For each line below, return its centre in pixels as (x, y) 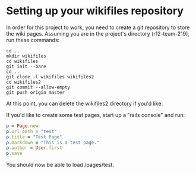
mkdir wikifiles (26, 56)
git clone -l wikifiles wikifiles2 (50, 77)
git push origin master (36, 92)
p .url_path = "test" (32, 131)
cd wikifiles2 (24, 82)
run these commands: (33, 40)
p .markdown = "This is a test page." (53, 143)
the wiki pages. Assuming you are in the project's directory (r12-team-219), (98, 33)
